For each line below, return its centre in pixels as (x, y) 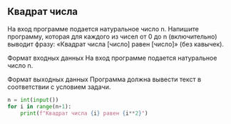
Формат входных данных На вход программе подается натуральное (112, 58)
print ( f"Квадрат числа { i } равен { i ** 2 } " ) (84, 113)
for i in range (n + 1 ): (40, 106)
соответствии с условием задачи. (59, 87)
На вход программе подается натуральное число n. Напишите (103, 29)
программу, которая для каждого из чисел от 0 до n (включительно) (112, 36)
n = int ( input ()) (33, 100)
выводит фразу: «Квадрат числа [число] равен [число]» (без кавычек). (116, 44)
